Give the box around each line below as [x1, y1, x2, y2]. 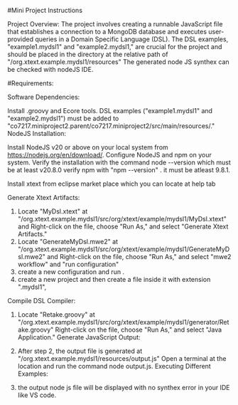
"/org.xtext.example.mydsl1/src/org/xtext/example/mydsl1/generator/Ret [17, 318, 229, 326]
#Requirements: [7, 79, 54, 88]
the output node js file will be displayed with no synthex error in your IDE [17, 384, 230, 391]
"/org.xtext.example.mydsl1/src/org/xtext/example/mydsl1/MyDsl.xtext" [17, 215, 227, 223]
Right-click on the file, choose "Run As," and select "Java [55, 325, 222, 334]
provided [7, 35, 34, 43]
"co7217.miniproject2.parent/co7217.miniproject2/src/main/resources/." [7, 122, 215, 130]
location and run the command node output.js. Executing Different [17, 362, 211, 370]
